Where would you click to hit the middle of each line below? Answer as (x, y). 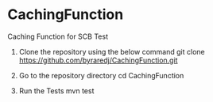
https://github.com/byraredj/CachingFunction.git (98, 60)
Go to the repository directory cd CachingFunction (101, 75)
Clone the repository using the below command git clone (112, 51)
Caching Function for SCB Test (58, 36)
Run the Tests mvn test (56, 91)
